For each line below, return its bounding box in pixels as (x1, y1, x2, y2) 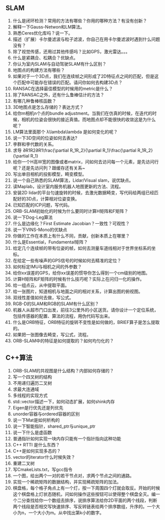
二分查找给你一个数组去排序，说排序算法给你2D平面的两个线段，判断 (17, 497, 158, 503)
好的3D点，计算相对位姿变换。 (17, 196, 80, 201)
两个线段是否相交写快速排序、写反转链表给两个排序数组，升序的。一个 (12, 503, 156, 509)
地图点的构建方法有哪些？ (12, 67, 65, 73)
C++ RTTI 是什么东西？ (12, 441, 60, 447)
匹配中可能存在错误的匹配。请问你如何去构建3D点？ (17, 79, 123, 85)
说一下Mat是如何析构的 (12, 417, 60, 423)
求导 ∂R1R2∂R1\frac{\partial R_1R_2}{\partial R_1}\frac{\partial (12, 147, 136, 153)
